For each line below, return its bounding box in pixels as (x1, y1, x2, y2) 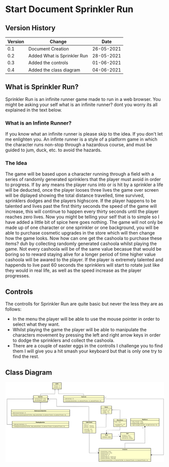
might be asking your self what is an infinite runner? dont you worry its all (5, 101, 158, 107)
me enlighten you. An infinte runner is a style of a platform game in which (5, 136, 158, 142)
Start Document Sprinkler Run (5, 4, 134, 15)
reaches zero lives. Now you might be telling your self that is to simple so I (5, 214, 160, 220)
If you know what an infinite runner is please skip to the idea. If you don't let (5, 131, 163, 137)
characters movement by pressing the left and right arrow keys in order (12, 332, 161, 338)
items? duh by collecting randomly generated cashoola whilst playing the (5, 241, 157, 247)
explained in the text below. (5, 107, 62, 113)
